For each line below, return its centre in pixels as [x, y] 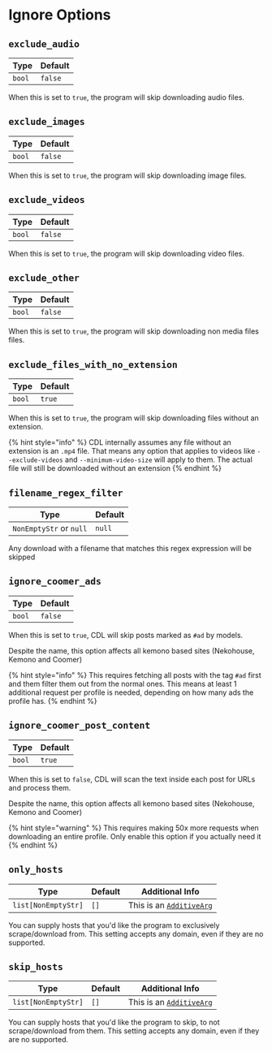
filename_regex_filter [66, 493]
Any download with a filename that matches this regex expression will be [130, 549]
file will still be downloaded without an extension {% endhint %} [115, 468]
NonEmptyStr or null [50, 528]
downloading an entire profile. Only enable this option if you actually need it [135, 836]
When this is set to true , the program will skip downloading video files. [127, 253]
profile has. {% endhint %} [53, 701]
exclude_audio [44, 44]
